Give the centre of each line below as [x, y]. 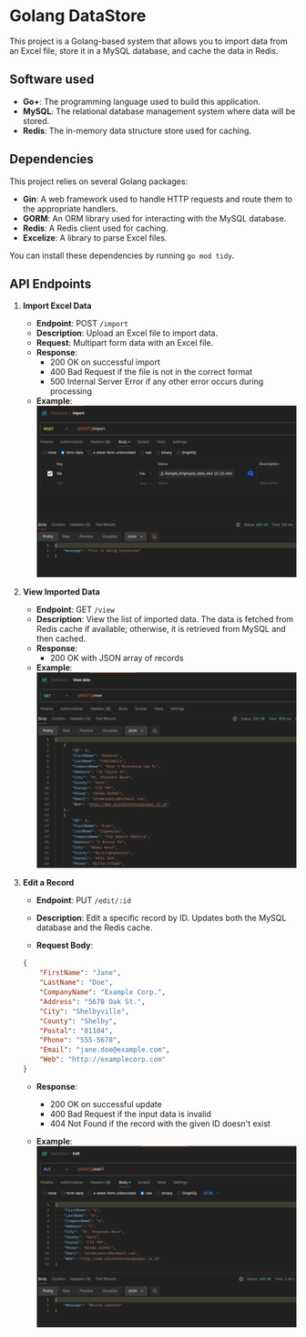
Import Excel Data [57, 306]
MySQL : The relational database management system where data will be [159, 111]
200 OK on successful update [106, 1104]
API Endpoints [51, 284]
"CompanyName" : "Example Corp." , [103, 992]
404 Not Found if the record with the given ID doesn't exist [160, 1124]
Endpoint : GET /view [76, 610]
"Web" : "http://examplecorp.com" [103, 1060]
